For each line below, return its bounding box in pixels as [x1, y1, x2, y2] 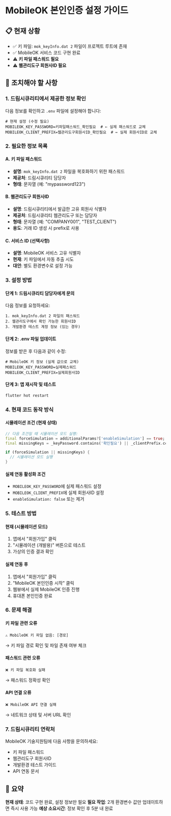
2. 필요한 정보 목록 [5, 142, 48, 149]
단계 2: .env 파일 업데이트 [5, 336, 56, 342]
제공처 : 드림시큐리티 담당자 [12, 174, 66, 181]
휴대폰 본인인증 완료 [12, 592, 52, 599]
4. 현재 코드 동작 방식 [5, 406, 54, 413]
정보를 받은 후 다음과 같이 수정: [5, 348, 67, 354]
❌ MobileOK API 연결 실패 [5, 702, 57, 708]
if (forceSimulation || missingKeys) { [5, 450, 90, 455]
